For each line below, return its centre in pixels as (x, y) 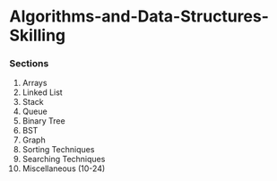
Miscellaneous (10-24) (64, 168)
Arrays (35, 83)
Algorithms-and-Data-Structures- (139, 17)
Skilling (38, 35)
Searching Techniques (64, 159)
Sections (29, 64)
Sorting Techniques (58, 150)
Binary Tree (43, 121)
